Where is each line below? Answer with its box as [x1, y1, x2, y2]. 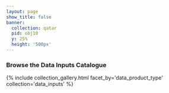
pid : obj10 [11, 31, 39, 36]
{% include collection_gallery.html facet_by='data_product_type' [6, 74, 163, 81]
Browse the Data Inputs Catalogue [6, 61, 107, 69]
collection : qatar [11, 25, 58, 31]
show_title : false [6, 14, 52, 20]
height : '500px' [11, 42, 52, 48]
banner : [6, 19, 25, 25]
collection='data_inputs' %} [6, 81, 74, 88]
